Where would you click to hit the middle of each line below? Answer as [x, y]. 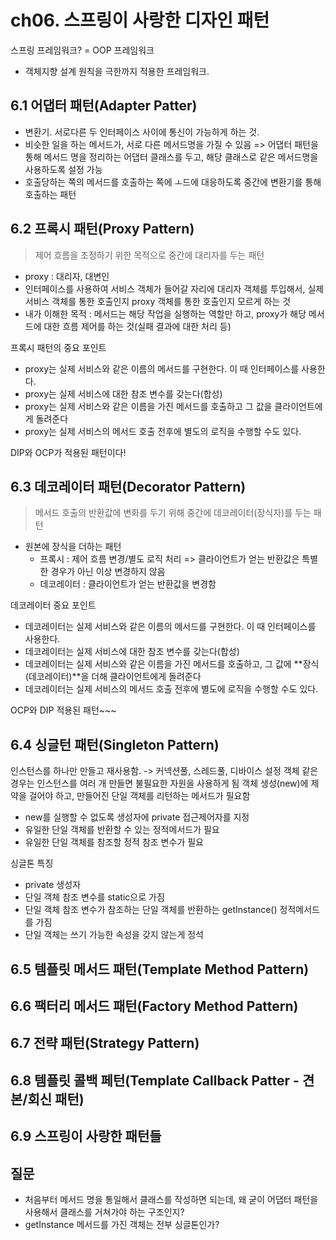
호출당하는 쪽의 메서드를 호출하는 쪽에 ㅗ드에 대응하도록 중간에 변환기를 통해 [173, 182]
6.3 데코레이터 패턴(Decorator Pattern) [128, 486]
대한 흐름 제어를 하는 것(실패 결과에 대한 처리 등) [137, 326]
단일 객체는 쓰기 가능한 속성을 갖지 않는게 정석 [114, 935]
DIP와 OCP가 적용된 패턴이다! [68, 452]
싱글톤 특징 [32, 863]
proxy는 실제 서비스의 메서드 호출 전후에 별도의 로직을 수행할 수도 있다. [163, 431]
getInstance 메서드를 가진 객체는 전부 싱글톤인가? [122, 1224]
